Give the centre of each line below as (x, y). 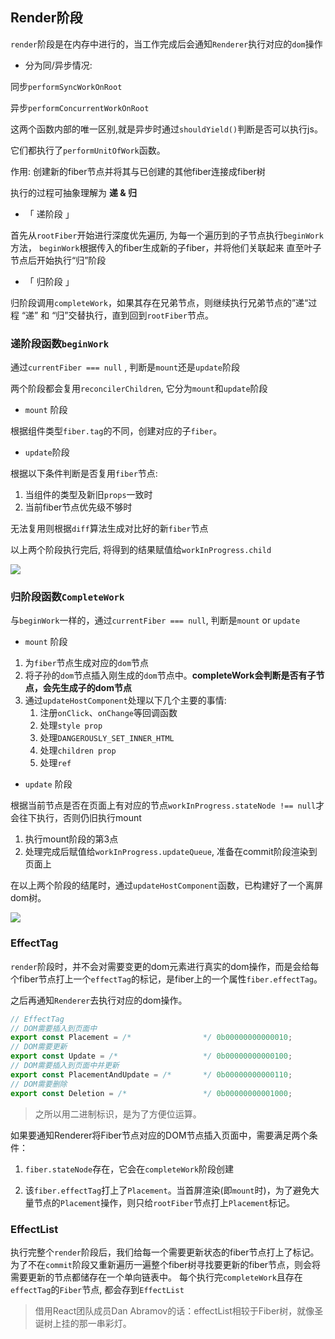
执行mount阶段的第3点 (71, 839)
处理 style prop (71, 725)
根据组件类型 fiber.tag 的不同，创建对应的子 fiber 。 (116, 431)
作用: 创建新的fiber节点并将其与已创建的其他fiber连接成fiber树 (138, 171)
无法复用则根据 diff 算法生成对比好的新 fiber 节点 (109, 529)
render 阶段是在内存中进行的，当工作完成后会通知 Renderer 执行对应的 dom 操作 (166, 44)
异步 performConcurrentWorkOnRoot (80, 107)
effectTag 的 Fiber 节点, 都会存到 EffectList (97, 1289)
